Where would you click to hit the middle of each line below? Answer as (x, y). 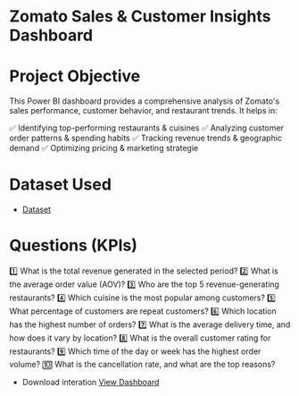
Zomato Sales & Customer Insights (140, 17)
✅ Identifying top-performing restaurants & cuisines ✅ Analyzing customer (146, 128)
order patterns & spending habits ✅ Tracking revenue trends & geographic (146, 138)
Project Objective (75, 76)
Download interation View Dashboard (91, 382)
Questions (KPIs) (74, 245)
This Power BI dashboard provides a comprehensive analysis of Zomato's (145, 101)
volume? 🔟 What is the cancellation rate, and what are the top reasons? (142, 364)
